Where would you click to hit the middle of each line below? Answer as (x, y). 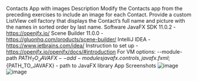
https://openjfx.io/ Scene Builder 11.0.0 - (55, 33)
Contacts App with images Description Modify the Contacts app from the (94, 8)
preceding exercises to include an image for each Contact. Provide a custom (99, 15)
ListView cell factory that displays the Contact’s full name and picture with (96, 21)
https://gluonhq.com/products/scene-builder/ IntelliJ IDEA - (79, 39)
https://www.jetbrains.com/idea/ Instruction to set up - (72, 45)
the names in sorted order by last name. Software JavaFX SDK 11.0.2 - (91, 27)
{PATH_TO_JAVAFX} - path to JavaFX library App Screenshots (81, 65)
